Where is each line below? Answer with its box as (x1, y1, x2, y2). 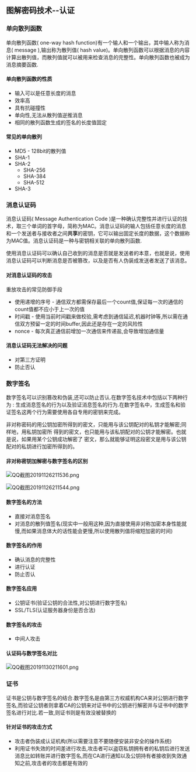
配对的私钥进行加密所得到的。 (6, 443, 78, 450)
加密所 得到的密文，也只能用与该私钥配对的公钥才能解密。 (36, 428, 176, 435)
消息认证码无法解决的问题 (6, 342, 68, 349)
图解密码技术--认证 (6, 5, 75, 16)
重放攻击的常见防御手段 (6, 286, 62, 293)
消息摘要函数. (6, 61, 39, 68)
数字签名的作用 (6, 542, 42, 549)
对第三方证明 (14, 356, 45, 363)
